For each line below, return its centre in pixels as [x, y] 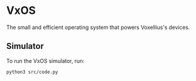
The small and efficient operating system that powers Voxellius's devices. [98, 27]
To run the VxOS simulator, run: [46, 60]
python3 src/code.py [32, 72]
